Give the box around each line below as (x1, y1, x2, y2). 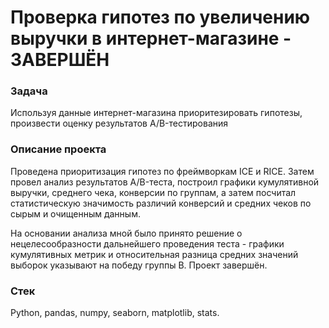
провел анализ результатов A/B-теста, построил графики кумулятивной (10, 176, 320, 188)
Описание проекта (10, 142, 107, 156)
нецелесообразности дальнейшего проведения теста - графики (10, 237, 285, 250)
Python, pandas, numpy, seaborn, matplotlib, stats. (10, 307, 220, 319)
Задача (10, 84, 48, 98)
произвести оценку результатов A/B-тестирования (10, 117, 229, 130)
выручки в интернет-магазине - (10, 27, 292, 50)
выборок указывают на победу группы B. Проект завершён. (10, 259, 268, 271)
